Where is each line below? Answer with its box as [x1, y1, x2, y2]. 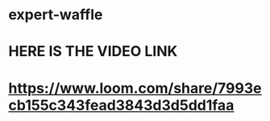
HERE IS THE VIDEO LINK [8, 42, 178, 61]
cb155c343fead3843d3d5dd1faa [8, 96, 235, 114]
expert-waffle [8, 6, 103, 24]
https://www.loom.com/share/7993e [8, 79, 262, 97]
